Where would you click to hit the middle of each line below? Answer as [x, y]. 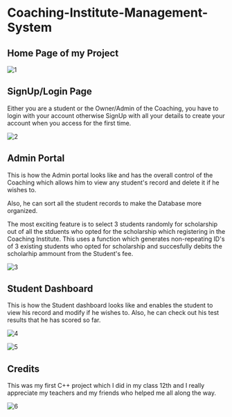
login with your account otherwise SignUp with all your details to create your [116, 115]
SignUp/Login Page [50, 92]
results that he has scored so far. [54, 320]
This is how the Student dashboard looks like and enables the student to [110, 305]
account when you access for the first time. [69, 123]
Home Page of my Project [63, 53]
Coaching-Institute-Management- [108, 13]
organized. [23, 210]
